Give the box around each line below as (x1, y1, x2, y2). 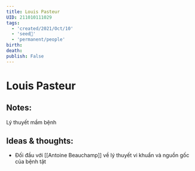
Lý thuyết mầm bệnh (6, 118, 57, 126)
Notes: (6, 103, 32, 113)
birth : (6, 42, 23, 48)
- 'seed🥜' (11, 31, 36, 37)
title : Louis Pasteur (6, 8, 60, 15)
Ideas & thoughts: (6, 136, 74, 146)
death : (6, 48, 23, 54)
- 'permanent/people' (11, 36, 66, 42)
